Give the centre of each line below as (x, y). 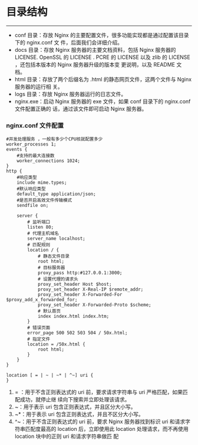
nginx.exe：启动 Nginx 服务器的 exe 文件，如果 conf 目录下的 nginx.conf (103, 101)
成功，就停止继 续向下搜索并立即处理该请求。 (75, 400)
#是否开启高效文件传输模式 (44, 200)
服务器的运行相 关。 (39, 87)
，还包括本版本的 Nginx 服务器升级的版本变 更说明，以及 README (95, 64)
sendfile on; (33, 206)
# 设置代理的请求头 (58, 279)
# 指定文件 (39, 339)
